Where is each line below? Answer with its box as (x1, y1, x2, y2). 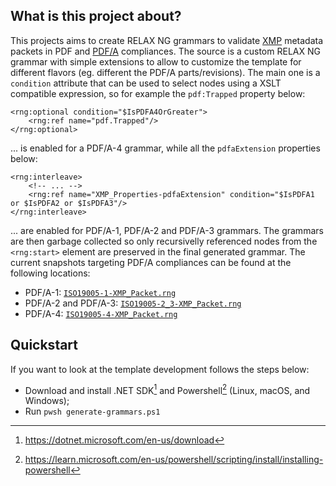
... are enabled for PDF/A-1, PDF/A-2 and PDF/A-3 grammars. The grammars (10, 224, 324, 236)
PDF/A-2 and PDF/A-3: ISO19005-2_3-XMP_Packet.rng (24, 297, 242, 309)
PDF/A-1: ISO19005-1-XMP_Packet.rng (24, 286, 177, 298)
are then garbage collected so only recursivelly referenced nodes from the (10, 235, 318, 247)
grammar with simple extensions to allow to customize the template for (10, 55, 302, 68)
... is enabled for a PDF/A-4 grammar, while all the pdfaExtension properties (10, 142, 321, 154)
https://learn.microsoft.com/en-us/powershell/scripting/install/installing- (24, 454, 324, 466)
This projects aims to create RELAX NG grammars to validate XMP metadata (10, 34, 324, 46)
